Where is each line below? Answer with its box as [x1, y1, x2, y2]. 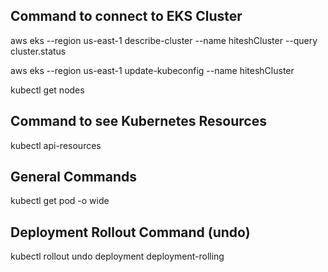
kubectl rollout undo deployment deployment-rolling [10, 250, 225, 263]
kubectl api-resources [10, 139, 102, 151]
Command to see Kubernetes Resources [10, 113, 267, 130]
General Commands [10, 169, 137, 186]
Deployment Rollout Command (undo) [10, 224, 251, 241]
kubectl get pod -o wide [10, 195, 110, 207]
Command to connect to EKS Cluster [10, 8, 243, 25]
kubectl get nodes [10, 84, 85, 96]
